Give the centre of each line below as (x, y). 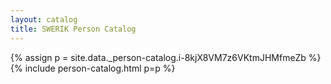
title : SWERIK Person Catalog (73, 29)
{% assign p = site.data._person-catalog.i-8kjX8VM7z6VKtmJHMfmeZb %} (166, 57)
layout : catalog (44, 19)
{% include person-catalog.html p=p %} (93, 68)
